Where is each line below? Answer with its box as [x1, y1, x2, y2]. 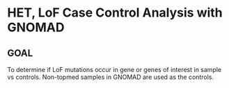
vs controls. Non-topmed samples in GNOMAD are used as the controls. [7, 73, 214, 81]
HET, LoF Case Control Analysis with [7, 5, 223, 21]
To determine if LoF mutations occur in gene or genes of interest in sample [7, 66, 222, 73]
